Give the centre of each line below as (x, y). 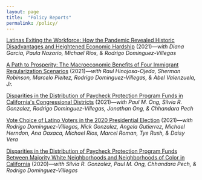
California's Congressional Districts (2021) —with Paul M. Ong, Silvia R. (94, 102)
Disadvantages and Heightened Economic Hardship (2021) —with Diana (95, 47)
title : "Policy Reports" (39, 18)
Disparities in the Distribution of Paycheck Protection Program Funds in (95, 96)
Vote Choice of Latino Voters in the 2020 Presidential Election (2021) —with (100, 120)
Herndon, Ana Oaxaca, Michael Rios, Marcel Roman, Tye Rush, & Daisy (96, 133)
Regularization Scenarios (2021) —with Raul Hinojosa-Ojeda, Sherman (93, 71)
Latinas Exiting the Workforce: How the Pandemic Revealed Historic (90, 40)
